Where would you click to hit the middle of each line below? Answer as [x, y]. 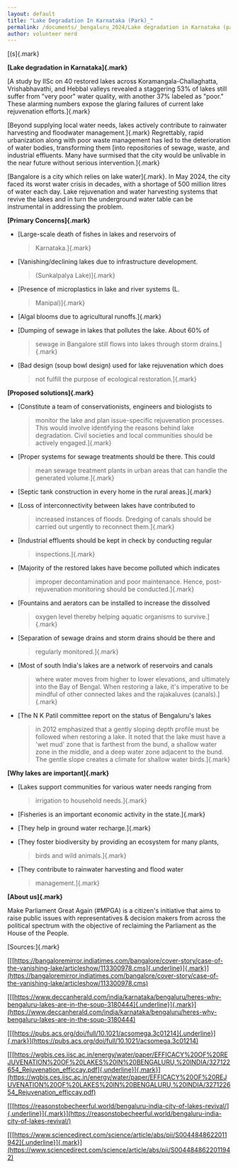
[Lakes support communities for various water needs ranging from [114, 787]
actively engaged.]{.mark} [73, 443]
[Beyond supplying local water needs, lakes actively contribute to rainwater [117, 126]
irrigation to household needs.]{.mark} [91, 801]
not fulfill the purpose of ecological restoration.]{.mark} [116, 379]
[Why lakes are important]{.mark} [58, 773]
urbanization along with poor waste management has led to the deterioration [119, 140]
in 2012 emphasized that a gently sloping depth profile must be [127, 729]
